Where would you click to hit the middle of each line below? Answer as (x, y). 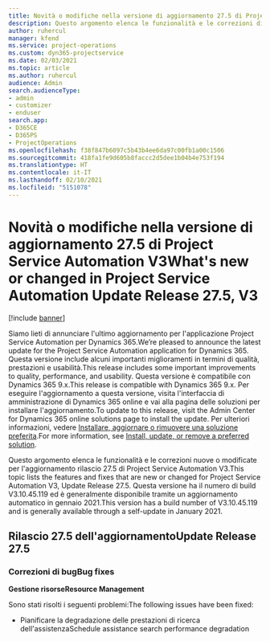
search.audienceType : (45, 90)
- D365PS (23, 135)
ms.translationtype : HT (48, 165)
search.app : (28, 120)
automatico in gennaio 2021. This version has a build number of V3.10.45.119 (133, 502)
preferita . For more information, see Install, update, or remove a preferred (129, 435)
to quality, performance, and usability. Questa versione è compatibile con (129, 376)
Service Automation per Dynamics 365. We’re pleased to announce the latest (135, 341)
